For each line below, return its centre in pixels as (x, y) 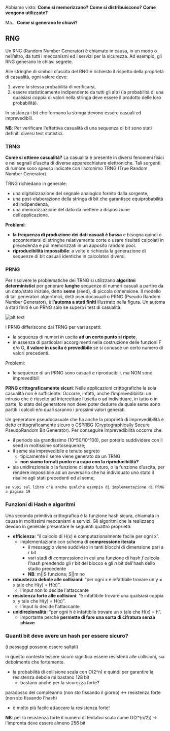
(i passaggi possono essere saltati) (42, 647)
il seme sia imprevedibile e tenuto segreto (56, 451)
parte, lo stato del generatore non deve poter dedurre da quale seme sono (83, 404)
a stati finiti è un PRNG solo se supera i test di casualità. (63, 307)
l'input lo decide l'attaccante (50, 606)
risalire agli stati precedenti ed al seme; (54, 478)
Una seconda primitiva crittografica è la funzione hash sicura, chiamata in (82, 516)
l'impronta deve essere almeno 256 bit (45, 723)
